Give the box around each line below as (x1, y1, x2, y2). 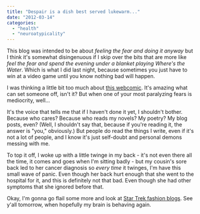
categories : (7, 20, 36, 26)
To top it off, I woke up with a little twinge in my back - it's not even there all (7, 151, 192, 159)
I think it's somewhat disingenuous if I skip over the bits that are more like (7, 54, 187, 61)
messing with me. (7, 140, 50, 147)
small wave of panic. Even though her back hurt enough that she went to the (7, 170, 194, 178)
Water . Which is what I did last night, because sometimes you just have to (7, 66, 188, 73)
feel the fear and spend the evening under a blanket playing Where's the (7, 60, 185, 67)
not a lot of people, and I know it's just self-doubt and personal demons (7, 134, 182, 141)
